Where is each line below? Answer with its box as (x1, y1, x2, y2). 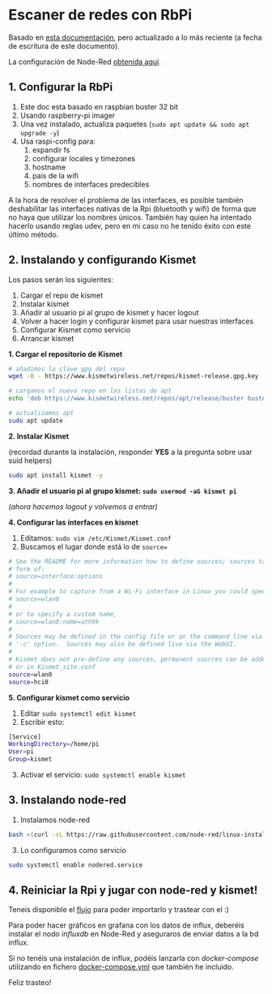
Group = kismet (8, 756, 53, 764)
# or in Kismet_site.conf (8, 662, 96, 671)
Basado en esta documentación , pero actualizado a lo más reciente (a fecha (8, 32, 262, 42)
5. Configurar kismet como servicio (8, 692, 130, 702)
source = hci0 (8, 678, 49, 686)
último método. (8, 229, 59, 239)
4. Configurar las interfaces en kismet (8, 517, 139, 527)
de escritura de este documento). (8, 41, 120, 50)
